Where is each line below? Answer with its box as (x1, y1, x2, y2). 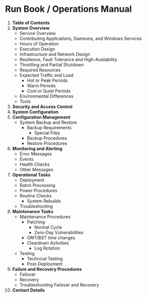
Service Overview (19, 30, 56, 36)
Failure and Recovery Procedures (12, 266, 82, 272)
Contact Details (12, 287, 45, 293)
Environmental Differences (19, 93, 74, 99)
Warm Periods (27, 82, 56, 88)
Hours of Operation (19, 40, 59, 46)
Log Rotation (34, 245, 60, 251)
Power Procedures (19, 187, 58, 193)
